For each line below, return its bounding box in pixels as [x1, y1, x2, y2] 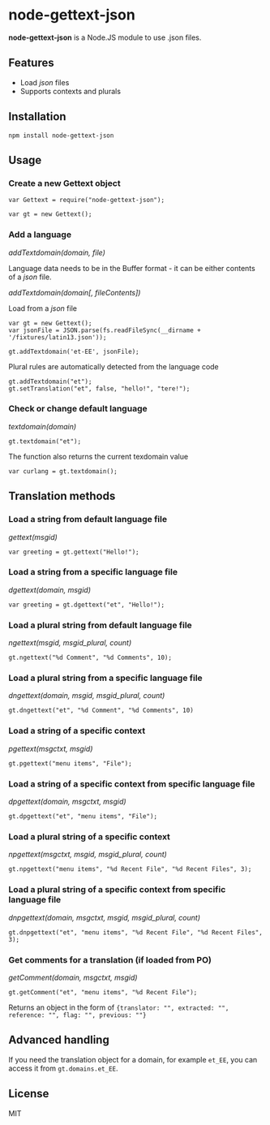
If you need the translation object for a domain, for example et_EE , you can [8, 1054, 258, 1064]
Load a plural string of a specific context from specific [8, 884, 226, 895]
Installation [8, 110, 66, 123]
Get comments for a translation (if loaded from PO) [8, 954, 212, 965]
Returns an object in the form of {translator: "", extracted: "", [8, 1002, 229, 1012]
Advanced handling [8, 1033, 109, 1047]
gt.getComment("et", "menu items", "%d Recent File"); [8, 988, 198, 996]
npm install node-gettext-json [8, 131, 114, 140]
